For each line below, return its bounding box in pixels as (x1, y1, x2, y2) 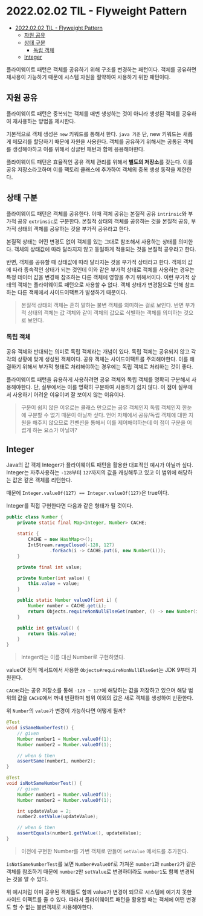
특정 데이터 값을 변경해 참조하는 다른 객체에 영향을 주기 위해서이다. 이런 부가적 (6, 273, 190, 280)
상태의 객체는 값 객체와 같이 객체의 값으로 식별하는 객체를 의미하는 (27, 309, 182, 316)
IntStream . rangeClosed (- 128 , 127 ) (28, 542, 115, 548)
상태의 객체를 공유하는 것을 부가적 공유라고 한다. (17, 225, 130, 232)
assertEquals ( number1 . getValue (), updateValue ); (17, 830, 142, 836)
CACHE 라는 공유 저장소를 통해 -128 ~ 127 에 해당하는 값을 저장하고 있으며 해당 (6, 687, 187, 694)
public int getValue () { (17, 625, 80, 631)
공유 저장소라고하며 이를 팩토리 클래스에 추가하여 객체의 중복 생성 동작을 (6, 166, 176, 173)
